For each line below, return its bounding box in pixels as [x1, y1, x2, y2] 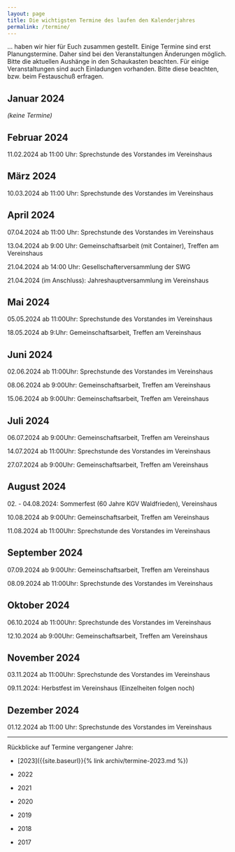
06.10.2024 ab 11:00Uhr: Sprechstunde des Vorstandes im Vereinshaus [7, 618, 212, 626]
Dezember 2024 [7, 704, 80, 716]
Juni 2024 [7, 348, 53, 361]
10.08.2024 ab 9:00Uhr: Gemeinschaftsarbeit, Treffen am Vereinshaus [7, 513, 210, 521]
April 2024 [7, 209, 55, 221]
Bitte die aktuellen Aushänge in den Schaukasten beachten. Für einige [7, 57, 209, 66]
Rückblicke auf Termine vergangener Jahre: [7, 743, 134, 752]
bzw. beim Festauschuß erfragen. [7, 72, 104, 81]
